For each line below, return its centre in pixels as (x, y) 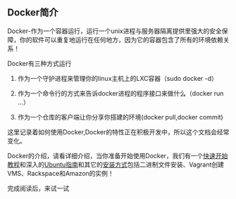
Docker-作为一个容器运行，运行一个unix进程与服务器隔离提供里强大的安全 (114, 31)
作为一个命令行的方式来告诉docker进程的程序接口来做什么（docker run (120, 93)
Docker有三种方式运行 (39, 63)
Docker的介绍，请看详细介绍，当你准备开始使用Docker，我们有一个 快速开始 (118, 155)
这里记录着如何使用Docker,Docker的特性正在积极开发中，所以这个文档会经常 (118, 131)
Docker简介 (33, 13)
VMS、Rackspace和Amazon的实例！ (61, 173)
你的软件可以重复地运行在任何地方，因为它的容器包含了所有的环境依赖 (121, 39)
